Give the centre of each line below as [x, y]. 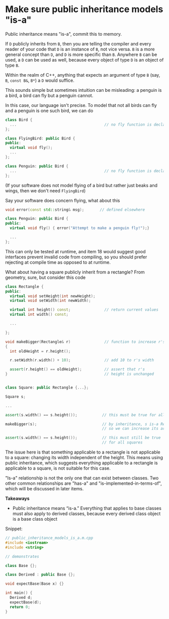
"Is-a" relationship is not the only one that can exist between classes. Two [82, 478]
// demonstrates [22, 556]
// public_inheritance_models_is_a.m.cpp [49, 538]
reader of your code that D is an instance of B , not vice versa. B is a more [80, 49]
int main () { [19, 593]
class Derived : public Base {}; [40, 575]
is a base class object [35, 519]
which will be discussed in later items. [45, 489]
